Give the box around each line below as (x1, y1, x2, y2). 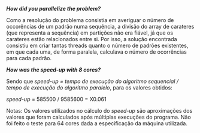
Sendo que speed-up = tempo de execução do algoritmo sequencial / (6, 78, 179, 85)
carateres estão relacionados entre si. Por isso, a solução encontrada (6, 36, 178, 42)
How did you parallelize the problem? (6, 5, 101, 12)
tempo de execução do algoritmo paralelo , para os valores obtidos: (6, 84, 172, 91)
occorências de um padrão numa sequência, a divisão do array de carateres (6, 23, 195, 30)
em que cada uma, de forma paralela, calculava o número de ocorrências (6, 48, 187, 55)
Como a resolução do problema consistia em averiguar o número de (6, 17, 174, 23)
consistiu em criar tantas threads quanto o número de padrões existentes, (6, 42, 189, 49)
